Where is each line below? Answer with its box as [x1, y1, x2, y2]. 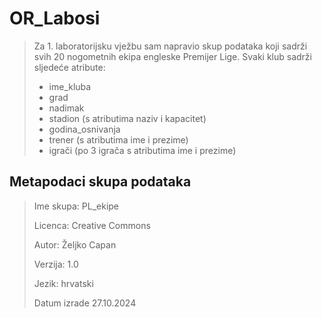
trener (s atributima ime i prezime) [48, 133, 189, 146]
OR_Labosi [9, 7, 101, 30]
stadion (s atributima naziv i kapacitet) [48, 112, 207, 124]
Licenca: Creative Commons [33, 219, 151, 231]
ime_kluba [48, 80, 92, 92]
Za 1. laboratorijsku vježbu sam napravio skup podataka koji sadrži [33, 40, 308, 52]
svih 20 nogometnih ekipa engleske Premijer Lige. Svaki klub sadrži [33, 50, 312, 62]
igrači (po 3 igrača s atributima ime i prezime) [48, 144, 237, 156]
